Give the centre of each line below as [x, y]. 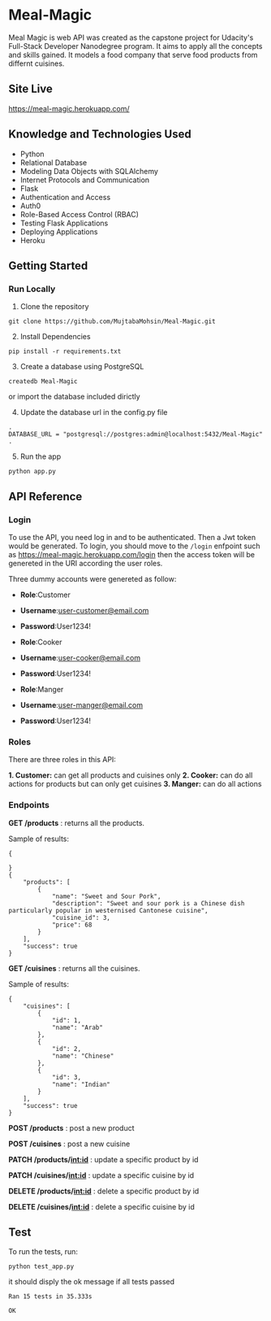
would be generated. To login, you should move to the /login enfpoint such [135, 546]
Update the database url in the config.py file [94, 412]
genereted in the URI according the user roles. [86, 563]
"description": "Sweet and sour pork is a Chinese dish [148, 903]
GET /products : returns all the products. [76, 822]
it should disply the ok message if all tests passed [92, 1282]
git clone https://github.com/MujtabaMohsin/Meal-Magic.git [112, 322]
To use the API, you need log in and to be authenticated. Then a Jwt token [132, 537]
